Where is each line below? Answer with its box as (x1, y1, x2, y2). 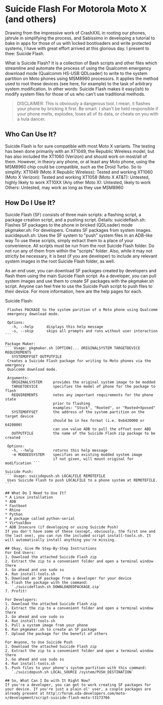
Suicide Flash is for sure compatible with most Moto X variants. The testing (5, 143, 156, 149)
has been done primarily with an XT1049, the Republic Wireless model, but (5, 148, 154, 154)
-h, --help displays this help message (11, 324, 104, 329)
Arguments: (7, 375, 29, 381)
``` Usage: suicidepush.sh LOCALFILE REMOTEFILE (5, 474, 106, 478)
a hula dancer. (17, 116, 46, 122)
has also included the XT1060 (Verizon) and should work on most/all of (5, 153, 147, 159)
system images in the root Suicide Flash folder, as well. (5, 258, 115, 264)
